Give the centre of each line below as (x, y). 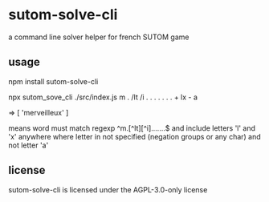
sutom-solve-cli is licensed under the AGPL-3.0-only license (108, 189)
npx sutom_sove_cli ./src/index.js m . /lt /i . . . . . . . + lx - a (103, 97)
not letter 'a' (29, 145)
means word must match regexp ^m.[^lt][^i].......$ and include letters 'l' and (132, 128)
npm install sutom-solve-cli (53, 81)
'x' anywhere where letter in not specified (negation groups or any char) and (134, 136)
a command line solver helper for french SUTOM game (99, 37)
